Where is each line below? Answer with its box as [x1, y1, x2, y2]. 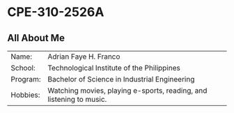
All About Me [7, 32, 65, 44]
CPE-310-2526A [7, 4, 104, 20]
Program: [10, 74, 41, 84]
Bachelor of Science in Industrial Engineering [47, 74, 195, 84]
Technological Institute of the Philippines [47, 63, 181, 73]
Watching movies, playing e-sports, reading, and [47, 85, 208, 95]
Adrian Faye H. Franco [47, 52, 120, 61]
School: [10, 63, 36, 73]
